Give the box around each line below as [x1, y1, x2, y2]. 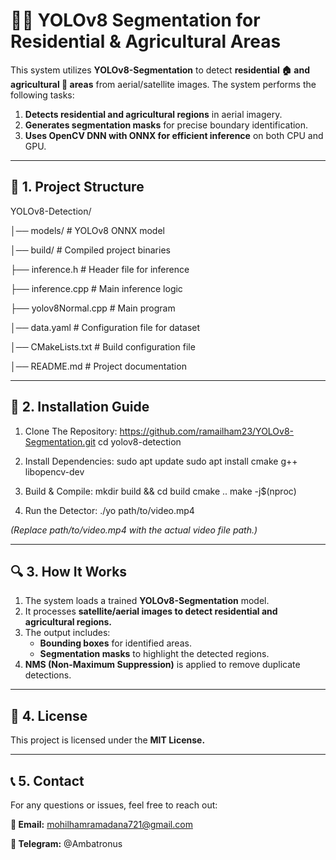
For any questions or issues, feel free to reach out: [10, 799, 218, 811]
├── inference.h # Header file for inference [10, 263, 190, 275]
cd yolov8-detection [97, 435, 182, 448]
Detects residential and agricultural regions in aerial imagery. [24, 108, 283, 120]
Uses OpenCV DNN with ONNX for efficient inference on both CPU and [24, 129, 324, 141]
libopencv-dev [24, 465, 85, 478]
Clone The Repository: [24, 425, 118, 437]
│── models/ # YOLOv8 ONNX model [10, 224, 165, 236]
